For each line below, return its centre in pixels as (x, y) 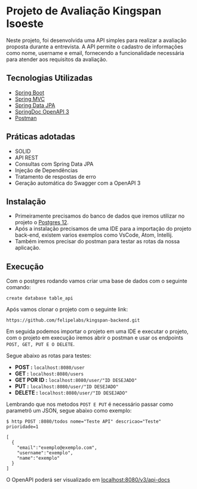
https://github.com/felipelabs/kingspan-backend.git (73, 320)
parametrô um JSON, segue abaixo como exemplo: (69, 411)
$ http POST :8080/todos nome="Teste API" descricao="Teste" (84, 422)
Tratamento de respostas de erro (56, 176)
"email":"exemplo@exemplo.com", (57, 448)
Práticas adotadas (41, 137)
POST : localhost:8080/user (50, 367)
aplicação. (27, 248)
